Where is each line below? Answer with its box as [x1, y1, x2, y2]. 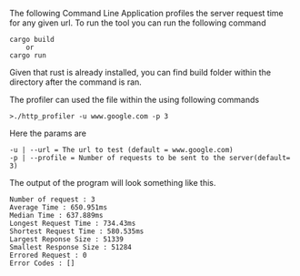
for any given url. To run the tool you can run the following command [9, 17, 266, 28]
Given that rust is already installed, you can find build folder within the [9, 67, 271, 77]
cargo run [9, 51, 47, 60]
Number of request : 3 [9, 195, 95, 204]
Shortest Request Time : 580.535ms [9, 227, 145, 236]
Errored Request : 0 [9, 250, 88, 260]
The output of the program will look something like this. [9, 178, 216, 188]
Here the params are [9, 128, 87, 138]
